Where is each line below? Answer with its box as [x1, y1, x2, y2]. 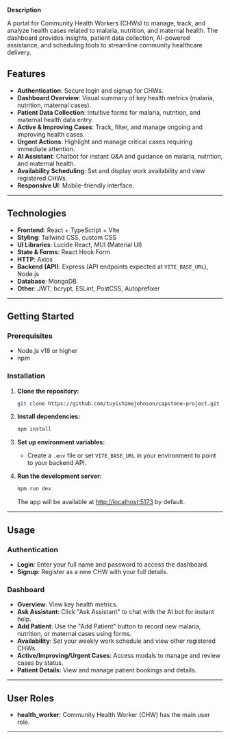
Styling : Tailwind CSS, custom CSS [16, 233, 117, 241]
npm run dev [16, 486, 51, 492]
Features [7, 68, 46, 80]
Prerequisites [7, 331, 53, 341]
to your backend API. [27, 459, 87, 467]
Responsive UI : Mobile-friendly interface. [16, 181, 135, 190]
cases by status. [16, 659, 64, 667]
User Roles [7, 692, 55, 704]
